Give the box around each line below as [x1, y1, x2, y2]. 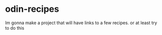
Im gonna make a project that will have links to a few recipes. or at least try [5, 20, 157, 26]
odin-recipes [5, 3, 59, 15]
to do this [5, 25, 25, 31]
